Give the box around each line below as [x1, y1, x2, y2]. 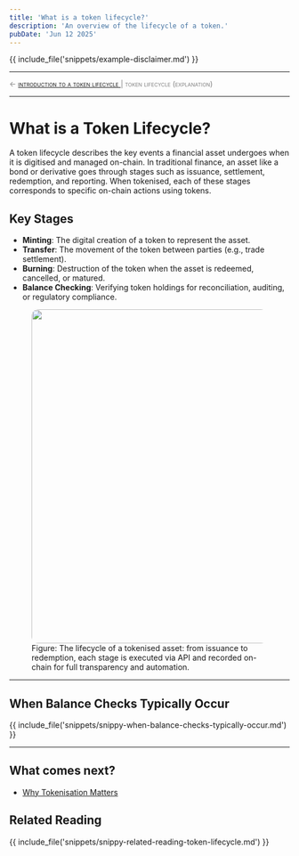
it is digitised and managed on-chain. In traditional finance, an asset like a [9, 157, 279, 167]
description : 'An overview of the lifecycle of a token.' [9, 21, 229, 30]
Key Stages [9, 211, 74, 226]
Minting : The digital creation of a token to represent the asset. [21, 235, 251, 246]
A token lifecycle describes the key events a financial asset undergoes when [9, 148, 290, 159]
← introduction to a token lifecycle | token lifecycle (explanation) [9, 79, 214, 89]
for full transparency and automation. [53, 662, 190, 673]
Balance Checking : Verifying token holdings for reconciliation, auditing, [21, 282, 285, 293]
